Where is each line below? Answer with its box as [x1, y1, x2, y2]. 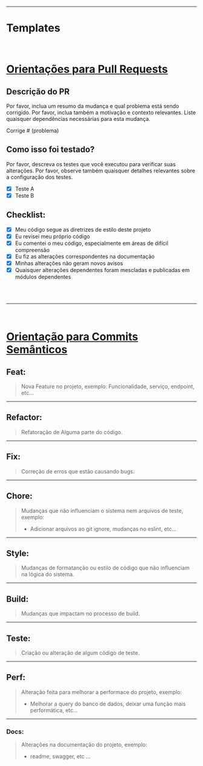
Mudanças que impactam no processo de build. [21, 610, 140, 617]
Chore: [6, 491, 33, 501]
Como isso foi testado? [6, 144, 95, 155]
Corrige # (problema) [6, 127, 59, 134]
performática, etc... [30, 706, 79, 713]
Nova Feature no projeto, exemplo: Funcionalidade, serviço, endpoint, [21, 383, 195, 390]
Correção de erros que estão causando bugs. [21, 467, 135, 475]
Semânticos [6, 343, 68, 357]
